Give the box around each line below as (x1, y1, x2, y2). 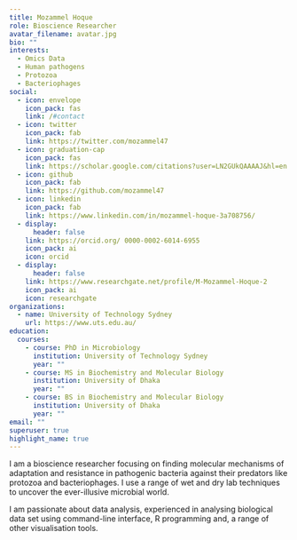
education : (9, 327, 50, 336)
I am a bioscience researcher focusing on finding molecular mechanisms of (9, 458, 285, 469)
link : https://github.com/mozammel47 (25, 187, 165, 195)
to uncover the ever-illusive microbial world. (9, 487, 170, 497)
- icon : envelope (17, 95, 82, 105)
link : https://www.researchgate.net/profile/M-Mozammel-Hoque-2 (25, 277, 268, 286)
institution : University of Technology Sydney (32, 352, 208, 361)
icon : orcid (25, 252, 69, 262)
